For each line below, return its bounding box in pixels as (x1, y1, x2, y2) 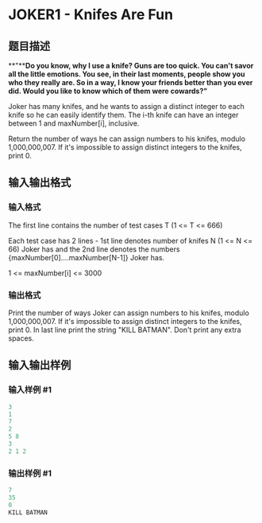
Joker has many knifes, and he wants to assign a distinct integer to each (8, 102, 245, 111)
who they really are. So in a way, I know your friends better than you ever (8, 78, 253, 87)
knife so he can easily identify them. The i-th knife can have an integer (8, 110, 239, 119)
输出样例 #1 (8, 467, 52, 478)
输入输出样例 (8, 358, 71, 372)
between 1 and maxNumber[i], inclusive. (8, 119, 140, 128)
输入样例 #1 (8, 384, 52, 396)
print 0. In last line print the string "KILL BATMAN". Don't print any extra (8, 325, 241, 334)
